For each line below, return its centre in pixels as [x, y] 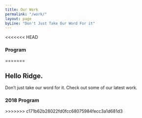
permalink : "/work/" [26, 14]
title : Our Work [22, 10]
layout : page [18, 19]
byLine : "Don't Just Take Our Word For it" [50, 23]
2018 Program [22, 100]
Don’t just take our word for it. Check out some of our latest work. [71, 88]
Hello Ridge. [24, 76]
